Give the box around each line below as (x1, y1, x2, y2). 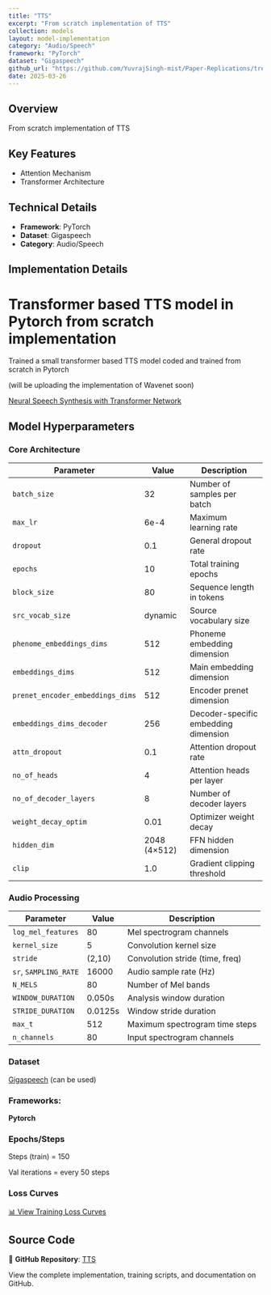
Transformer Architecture (19, 177, 105, 187)
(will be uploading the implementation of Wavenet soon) (8, 380, 194, 390)
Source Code (8, 1233, 75, 1246)
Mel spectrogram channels (127, 927, 229, 938)
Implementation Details (8, 262, 128, 276)
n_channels (12, 1033, 54, 1042)
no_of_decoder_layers (12, 794, 95, 804)
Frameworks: (8, 1094, 62, 1106)
